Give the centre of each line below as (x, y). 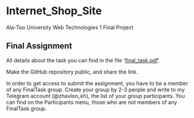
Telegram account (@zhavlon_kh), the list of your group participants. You (96, 95)
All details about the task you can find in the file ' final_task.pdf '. (83, 60)
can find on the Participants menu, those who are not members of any (92, 102)
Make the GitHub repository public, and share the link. (72, 72)
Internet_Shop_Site (54, 11)
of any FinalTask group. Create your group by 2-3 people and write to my (96, 90)
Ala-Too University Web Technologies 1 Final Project (70, 27)
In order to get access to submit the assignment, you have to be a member (97, 83)
